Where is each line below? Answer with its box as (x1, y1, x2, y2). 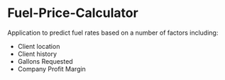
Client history (17, 50, 57, 58)
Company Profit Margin (17, 64, 87, 73)
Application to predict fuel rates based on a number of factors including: (7, 28, 219, 37)
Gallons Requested (17, 57, 73, 65)
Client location (17, 42, 60, 50)
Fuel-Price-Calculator (7, 5, 138, 21)
